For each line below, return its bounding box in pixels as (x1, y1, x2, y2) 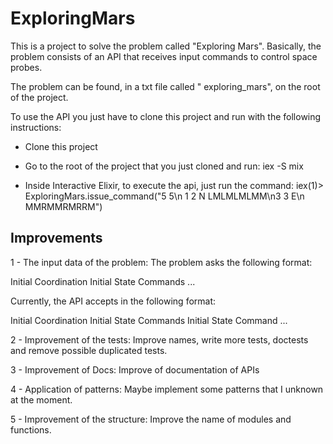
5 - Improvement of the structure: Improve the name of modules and (10, 413, 292, 425)
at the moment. (10, 393, 73, 406)
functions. (10, 423, 52, 436)
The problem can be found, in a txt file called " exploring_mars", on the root (10, 80, 321, 92)
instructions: (10, 121, 62, 133)
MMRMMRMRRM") (24, 200, 103, 212)
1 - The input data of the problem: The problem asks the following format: (10, 256, 313, 268)
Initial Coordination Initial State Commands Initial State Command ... (10, 314, 288, 326)
